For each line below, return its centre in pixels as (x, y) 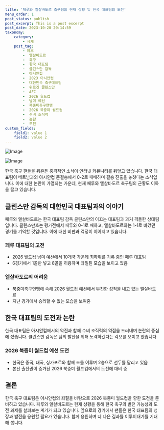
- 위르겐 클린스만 (39, 87)
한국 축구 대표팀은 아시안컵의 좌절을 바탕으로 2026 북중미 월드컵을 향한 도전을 (80, 398)
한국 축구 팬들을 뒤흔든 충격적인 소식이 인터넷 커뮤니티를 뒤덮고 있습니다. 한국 (79, 171)
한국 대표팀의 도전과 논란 (40, 318)
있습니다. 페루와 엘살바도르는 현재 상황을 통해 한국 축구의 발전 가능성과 (85, 404)
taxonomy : (15, 32)
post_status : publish (27, 19)
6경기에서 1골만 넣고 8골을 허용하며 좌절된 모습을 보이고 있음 (70, 263)
